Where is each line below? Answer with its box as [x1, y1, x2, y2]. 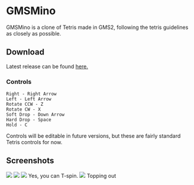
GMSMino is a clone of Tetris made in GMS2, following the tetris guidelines [6, 24, 189, 31]
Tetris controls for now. [6, 139, 63, 146]
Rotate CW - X [6, 106, 41, 113]
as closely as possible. [6, 30, 62, 37]
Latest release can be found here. [6, 63, 89, 70]
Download [6, 47, 44, 57]
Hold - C [6, 122, 28, 128]
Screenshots [6, 155, 54, 166]
